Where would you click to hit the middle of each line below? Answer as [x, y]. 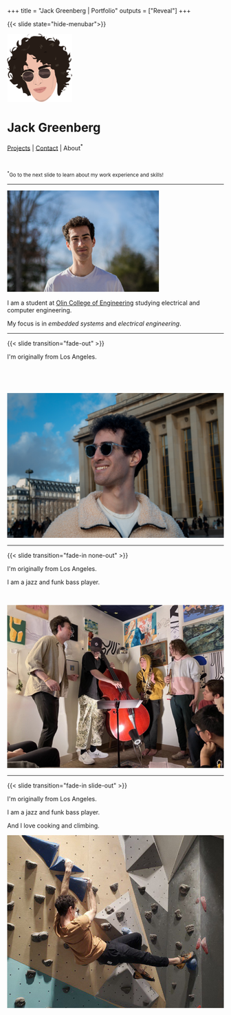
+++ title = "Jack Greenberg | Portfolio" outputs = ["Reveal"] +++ [99, 11]
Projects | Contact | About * [45, 147]
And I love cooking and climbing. [53, 826]
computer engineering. [40, 310]
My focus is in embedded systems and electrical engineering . [94, 323]
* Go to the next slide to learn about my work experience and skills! [85, 174]
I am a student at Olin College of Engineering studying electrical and [104, 303]
